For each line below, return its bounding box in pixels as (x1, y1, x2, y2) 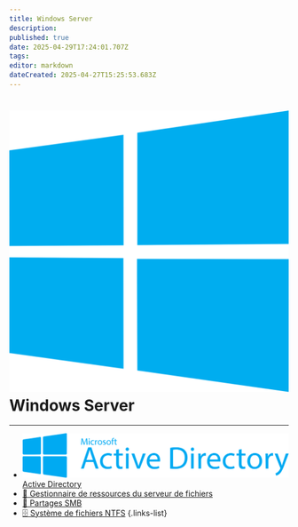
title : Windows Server (9, 14, 93, 23)
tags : (9, 52, 29, 61)
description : (9, 23, 58, 33)
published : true (9, 33, 69, 42)
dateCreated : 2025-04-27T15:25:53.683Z (9, 71, 157, 80)
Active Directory (21, 478, 82, 489)
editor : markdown (9, 61, 74, 70)
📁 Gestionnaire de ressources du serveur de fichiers (21, 488, 213, 499)
